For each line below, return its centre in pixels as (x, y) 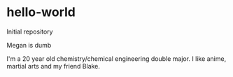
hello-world (41, 12)
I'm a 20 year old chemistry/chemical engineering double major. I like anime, (116, 58)
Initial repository (30, 31)
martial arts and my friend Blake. (54, 66)
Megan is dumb (29, 45)
